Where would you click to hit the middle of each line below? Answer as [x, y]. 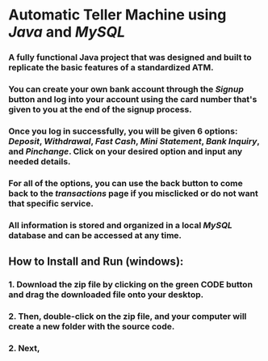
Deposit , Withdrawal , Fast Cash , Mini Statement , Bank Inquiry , [134, 141]
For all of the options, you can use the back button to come [126, 183]
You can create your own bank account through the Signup [126, 89]
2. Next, [24, 348]
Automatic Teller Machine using [117, 15]
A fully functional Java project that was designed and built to [130, 57]
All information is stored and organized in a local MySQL [120, 225]
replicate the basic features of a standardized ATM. [111, 68]
